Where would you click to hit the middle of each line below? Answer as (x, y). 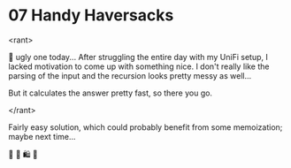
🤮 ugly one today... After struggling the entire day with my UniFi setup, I (138, 57)
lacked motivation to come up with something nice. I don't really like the (139, 66)
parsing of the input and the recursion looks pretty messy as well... (130, 75)
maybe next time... (42, 136)
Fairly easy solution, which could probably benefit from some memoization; (145, 127)
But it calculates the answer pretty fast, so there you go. (111, 93)
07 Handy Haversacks (91, 15)
